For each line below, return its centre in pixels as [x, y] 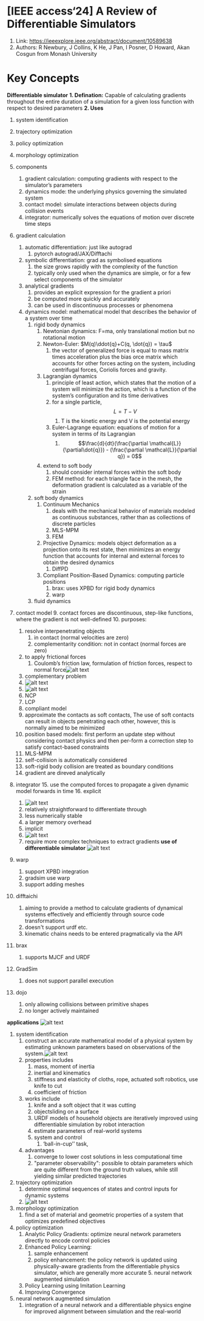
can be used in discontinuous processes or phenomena [104, 305]
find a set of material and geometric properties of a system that [104, 1214]
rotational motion [64, 337]
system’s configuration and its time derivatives [110, 395]
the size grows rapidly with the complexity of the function [106, 266]
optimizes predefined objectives [65, 1221]
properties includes [49, 1059]
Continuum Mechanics [71, 504]
